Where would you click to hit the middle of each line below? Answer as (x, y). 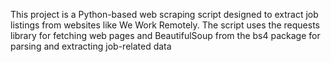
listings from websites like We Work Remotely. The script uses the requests (165, 25)
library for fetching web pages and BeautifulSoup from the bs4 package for (165, 35)
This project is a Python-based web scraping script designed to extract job (164, 14)
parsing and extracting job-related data (91, 46)
